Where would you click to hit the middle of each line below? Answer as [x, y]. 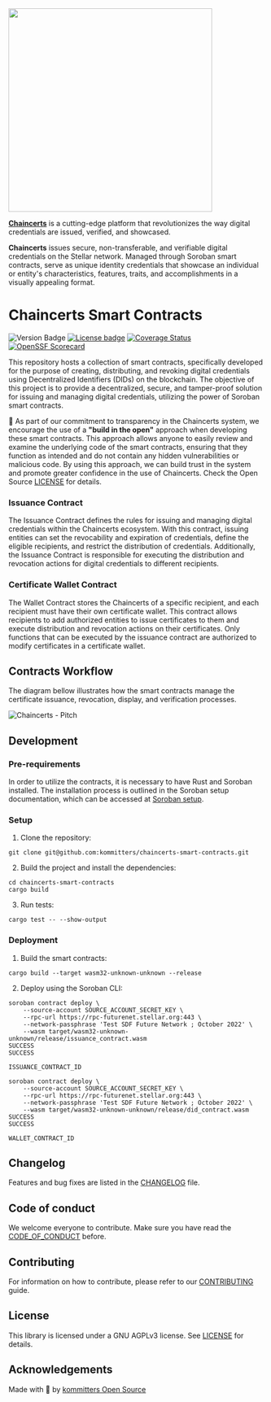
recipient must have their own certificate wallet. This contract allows [123, 611]
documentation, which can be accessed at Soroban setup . [106, 799]
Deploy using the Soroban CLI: [72, 988]
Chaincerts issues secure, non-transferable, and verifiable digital [118, 248]
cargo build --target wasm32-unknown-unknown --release [105, 973]
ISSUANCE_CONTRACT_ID [45, 1067]
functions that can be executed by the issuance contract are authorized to [133, 637]
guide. [19, 1291]
